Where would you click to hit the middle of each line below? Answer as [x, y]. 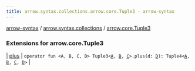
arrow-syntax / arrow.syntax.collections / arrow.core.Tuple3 [78, 28]
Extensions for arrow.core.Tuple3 [55, 43]
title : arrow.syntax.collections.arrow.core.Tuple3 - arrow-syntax [90, 11]
